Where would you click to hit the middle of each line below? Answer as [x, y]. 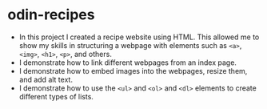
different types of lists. [56, 96]
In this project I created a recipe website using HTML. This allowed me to [139, 37]
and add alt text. [46, 79]
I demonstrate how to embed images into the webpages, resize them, [133, 71]
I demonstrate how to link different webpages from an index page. [128, 63]
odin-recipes [51, 15]
